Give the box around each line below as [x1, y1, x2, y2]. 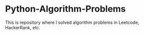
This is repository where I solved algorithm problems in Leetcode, [5, 19, 140, 25]
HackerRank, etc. [5, 24, 41, 30]
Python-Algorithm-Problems [5, 3, 126, 15]
